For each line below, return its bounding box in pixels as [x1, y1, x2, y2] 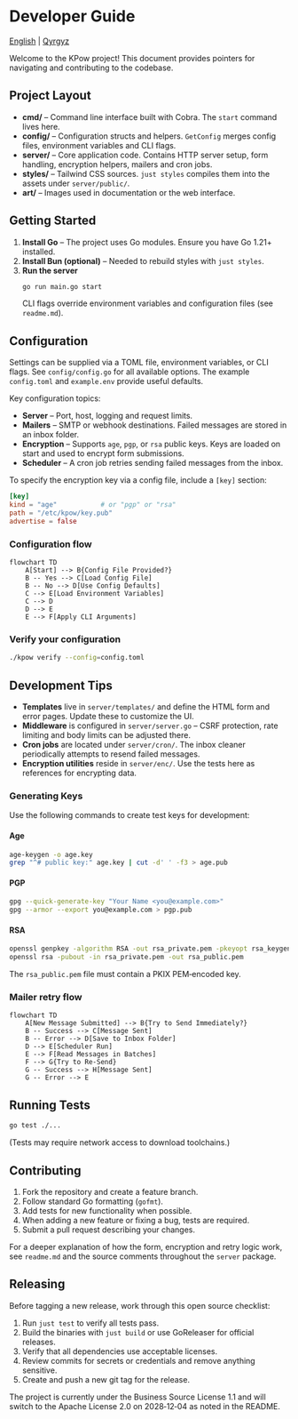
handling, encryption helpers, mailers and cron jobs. [21, 158, 213, 170]
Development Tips [9, 677, 113, 693]
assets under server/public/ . [21, 178, 130, 188]
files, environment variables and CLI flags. [21, 140, 176, 150]
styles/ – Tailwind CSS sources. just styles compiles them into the [21, 168, 271, 179]
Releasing [9, 1277, 66, 1292]
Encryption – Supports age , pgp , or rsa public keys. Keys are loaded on [21, 438, 281, 450]
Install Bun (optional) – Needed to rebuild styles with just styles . [21, 255, 264, 266]
